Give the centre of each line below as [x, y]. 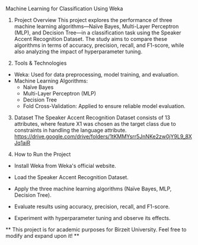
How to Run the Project [42, 154]
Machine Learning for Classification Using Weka [64, 9]
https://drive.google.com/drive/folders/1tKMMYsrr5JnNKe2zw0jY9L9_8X [103, 136]
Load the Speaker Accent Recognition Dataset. [71, 177]
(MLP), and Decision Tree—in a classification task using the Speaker [98, 33]
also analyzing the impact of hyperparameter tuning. [78, 52]
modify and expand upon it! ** [42, 236]
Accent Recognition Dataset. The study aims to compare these [90, 39]
